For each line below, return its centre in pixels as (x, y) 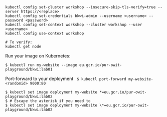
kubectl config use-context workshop (45, 33)
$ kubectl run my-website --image (41, 65)
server (12, 11)
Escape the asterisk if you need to (53, 101)
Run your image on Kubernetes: (38, 56)
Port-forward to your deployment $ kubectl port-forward (66, 78)
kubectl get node (23, 46)
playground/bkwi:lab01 (29, 69)
